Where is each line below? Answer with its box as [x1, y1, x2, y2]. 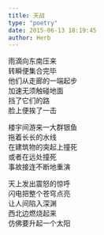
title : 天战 [8, 11, 45, 20]
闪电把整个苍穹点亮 [8, 189, 71, 199]
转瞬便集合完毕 [8, 66, 57, 76]
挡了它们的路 [8, 96, 50, 105]
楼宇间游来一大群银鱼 [8, 123, 77, 132]
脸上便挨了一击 [8, 106, 57, 116]
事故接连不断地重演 [8, 162, 71, 172]
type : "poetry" [8, 19, 58, 27]
